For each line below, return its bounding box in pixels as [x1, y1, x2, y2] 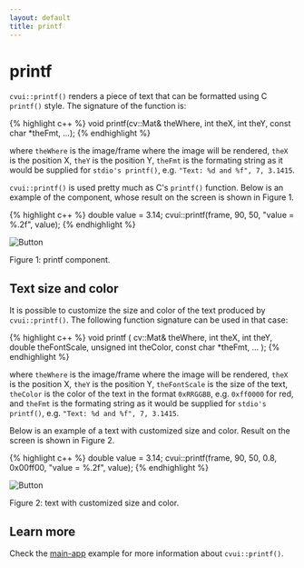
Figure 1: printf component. [9, 254, 111, 265]
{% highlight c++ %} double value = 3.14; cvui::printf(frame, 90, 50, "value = [9, 210, 295, 221]
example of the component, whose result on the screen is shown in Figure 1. [9, 192, 295, 203]
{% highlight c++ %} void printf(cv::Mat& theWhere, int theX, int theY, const [9, 118, 291, 129]
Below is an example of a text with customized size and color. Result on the [9, 425, 290, 436]
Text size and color [9, 281, 119, 296]
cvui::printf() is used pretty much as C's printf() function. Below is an [9, 183, 284, 194]
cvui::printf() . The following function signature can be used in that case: [9, 314, 289, 325]
